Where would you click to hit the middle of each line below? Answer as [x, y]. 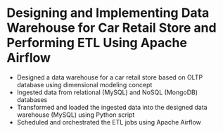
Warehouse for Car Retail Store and [111, 28]
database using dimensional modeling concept [84, 84]
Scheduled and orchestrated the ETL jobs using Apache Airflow [109, 122]
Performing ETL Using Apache [97, 43]
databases [32, 99]
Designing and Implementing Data [108, 13]
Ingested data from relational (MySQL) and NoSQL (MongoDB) [107, 92]
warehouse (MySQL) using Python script [76, 115]
